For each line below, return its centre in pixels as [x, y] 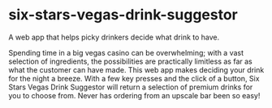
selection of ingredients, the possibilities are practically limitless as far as [131, 61]
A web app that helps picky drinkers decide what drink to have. [114, 37]
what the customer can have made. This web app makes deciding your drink [136, 69]
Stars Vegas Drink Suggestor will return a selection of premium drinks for [131, 87]
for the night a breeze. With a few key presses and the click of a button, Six [134, 78]
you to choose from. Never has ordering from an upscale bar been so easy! [134, 95]
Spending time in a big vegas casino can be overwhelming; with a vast [126, 52]
